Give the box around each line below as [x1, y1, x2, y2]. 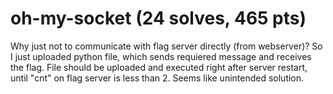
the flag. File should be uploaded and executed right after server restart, [10, 61, 308, 73]
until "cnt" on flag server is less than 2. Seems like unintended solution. [10, 72, 305, 84]
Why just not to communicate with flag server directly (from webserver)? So [10, 40, 323, 52]
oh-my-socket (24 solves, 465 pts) [10, 7, 307, 30]
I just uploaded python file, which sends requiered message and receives [10, 50, 312, 62]
